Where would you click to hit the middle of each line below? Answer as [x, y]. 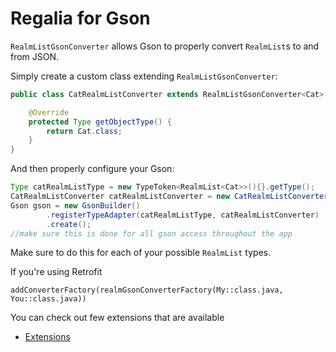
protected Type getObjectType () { [100, 122]
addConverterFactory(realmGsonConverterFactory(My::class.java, [147, 290]
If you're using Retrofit [56, 272]
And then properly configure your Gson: [92, 169]
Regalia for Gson [80, 18]
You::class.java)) [48, 299]
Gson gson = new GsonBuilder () [75, 205]
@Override [49, 112]
